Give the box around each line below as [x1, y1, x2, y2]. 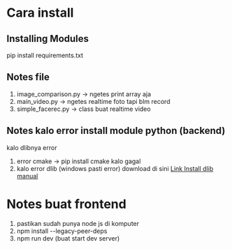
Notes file [6, 71, 50, 83]
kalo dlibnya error [6, 143, 57, 151]
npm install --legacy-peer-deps [16, 227, 108, 235]
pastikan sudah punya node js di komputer [16, 219, 140, 227]
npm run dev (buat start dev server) [16, 234, 120, 242]
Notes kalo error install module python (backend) [6, 125, 226, 137]
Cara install [6, 5, 74, 21]
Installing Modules [6, 33, 89, 45]
